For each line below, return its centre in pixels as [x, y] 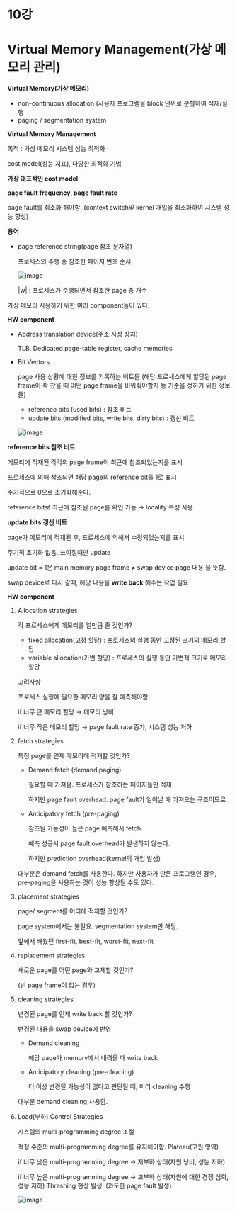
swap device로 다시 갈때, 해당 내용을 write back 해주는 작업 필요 [98, 582]
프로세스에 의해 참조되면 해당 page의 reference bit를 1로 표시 [92, 477]
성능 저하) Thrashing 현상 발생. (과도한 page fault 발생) [94, 1186]
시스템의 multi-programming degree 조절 [76, 1132]
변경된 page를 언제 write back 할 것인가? [75, 1014]
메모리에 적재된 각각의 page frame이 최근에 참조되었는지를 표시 [95, 462]
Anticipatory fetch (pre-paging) [74, 814]
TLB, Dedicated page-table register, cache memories [95, 349]
